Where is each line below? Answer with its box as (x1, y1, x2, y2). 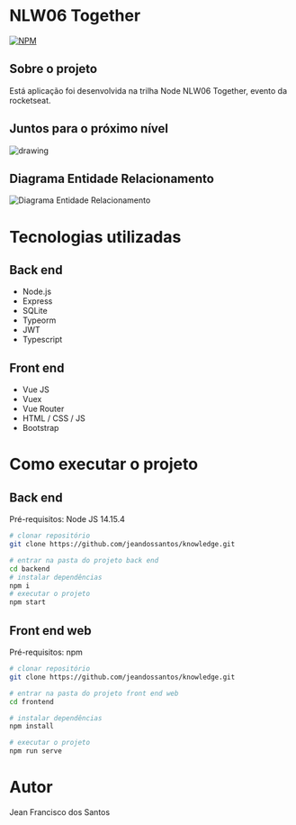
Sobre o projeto (9, 61, 97, 77)
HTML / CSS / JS (22, 413, 85, 424)
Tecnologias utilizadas (9, 226, 182, 247)
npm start (9, 598, 47, 607)
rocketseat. (9, 95, 51, 105)
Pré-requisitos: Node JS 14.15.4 (9, 514, 126, 525)
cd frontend (9, 697, 54, 706)
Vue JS (22, 384, 49, 395)
